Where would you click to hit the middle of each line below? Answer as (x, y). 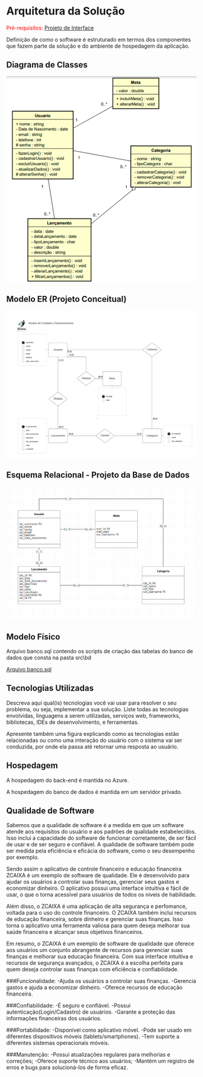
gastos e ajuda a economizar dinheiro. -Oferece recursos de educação (95, 988)
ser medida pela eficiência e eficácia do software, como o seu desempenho (101, 851)
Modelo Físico (33, 637)
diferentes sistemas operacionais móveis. (58, 1043)
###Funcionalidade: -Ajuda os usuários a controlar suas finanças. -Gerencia (101, 981)
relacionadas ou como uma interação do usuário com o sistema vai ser (94, 740)
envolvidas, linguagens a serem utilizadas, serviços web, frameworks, (93, 715)
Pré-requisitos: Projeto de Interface (50, 28)
